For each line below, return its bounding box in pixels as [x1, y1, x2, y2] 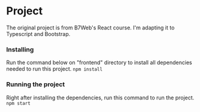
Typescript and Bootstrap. [6, 30, 71, 37]
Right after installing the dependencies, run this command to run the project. [6, 94, 195, 101]
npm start [6, 100, 31, 106]
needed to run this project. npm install [6, 65, 103, 72]
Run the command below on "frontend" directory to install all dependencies [6, 59, 193, 66]
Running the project [6, 80, 65, 89]
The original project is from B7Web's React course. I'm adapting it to [6, 24, 175, 31]
